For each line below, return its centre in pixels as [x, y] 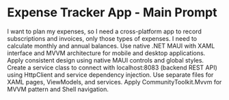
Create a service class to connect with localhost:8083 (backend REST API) [112, 67]
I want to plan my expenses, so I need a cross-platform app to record [104, 31]
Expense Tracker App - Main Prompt [112, 13]
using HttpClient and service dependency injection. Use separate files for [110, 74]
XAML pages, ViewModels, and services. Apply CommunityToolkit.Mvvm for [114, 82]
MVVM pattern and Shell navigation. [58, 89]
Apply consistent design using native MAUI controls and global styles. [105, 60]
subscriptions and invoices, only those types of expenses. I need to [102, 38]
